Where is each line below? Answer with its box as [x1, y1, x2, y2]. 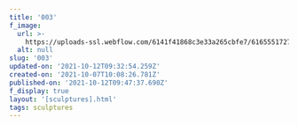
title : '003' [9, 12, 58, 22]
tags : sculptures [9, 103, 74, 112]
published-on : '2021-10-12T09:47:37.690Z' [9, 78, 169, 87]
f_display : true [9, 86, 69, 95]
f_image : [9, 21, 42, 30]
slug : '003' [9, 54, 53, 62]
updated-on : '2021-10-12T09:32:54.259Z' [9, 62, 161, 71]
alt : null [17, 46, 53, 55]
